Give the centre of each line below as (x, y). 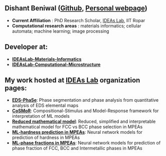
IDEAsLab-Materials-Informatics (47, 59)
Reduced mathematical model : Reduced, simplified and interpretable (84, 122)
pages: (16, 88)
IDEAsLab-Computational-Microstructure (56, 64)
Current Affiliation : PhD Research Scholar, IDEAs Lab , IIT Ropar (78, 20)
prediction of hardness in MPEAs (46, 137)
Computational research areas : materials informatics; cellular (76, 26)
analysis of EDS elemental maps (45, 106)
